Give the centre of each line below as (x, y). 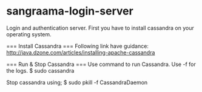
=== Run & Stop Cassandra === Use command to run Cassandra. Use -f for (101, 64)
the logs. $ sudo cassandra (40, 70)
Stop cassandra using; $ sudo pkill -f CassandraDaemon (77, 82)
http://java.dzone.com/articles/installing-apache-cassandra (81, 52)
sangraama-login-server (70, 11)
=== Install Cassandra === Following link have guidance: (77, 46)
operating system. (29, 34)
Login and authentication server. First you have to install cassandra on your (100, 28)
